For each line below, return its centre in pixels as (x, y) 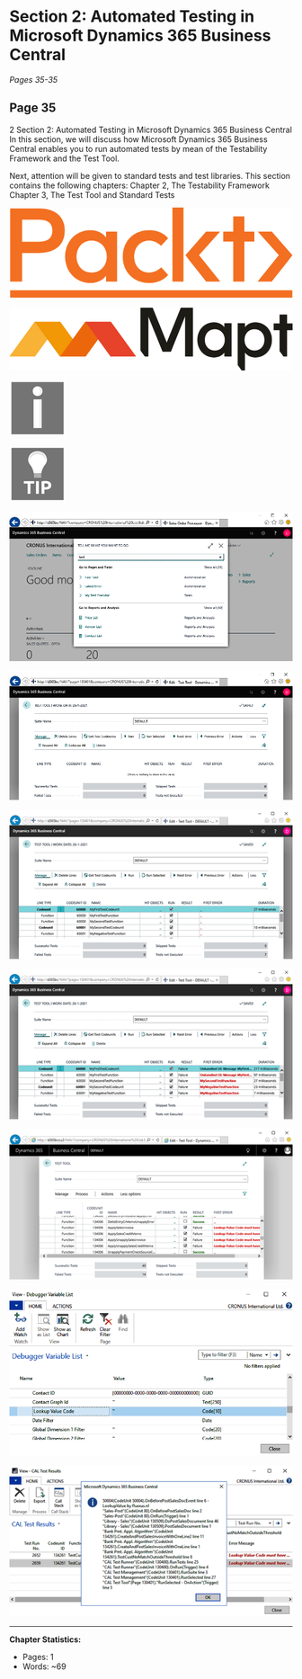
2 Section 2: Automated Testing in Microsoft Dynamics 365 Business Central (151, 129)
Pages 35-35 (34, 79)
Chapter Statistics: (45, 1639)
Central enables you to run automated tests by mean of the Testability (138, 148)
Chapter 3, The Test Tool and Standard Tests (92, 194)
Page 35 (33, 108)
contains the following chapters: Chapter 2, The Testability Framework (139, 185)
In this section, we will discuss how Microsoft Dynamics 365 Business (138, 139)
